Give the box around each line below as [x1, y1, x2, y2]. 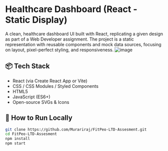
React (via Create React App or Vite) [12, 78, 88, 84]
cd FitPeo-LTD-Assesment [5, 131, 57, 136]
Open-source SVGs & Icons [12, 99, 69, 105]
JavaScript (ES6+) [12, 94, 51, 100]
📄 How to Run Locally [5, 114, 73, 122]
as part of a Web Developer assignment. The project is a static [5, 36, 134, 42]
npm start [5, 141, 26, 146]
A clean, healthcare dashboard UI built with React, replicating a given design [5, 31, 163, 37]
